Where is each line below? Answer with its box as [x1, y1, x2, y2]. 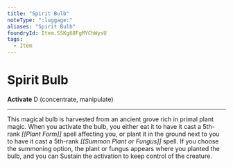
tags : [7, 36, 23, 43]
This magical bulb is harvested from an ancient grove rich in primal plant [7, 115, 214, 123]
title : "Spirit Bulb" [7, 10, 70, 17]
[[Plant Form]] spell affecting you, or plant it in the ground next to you [21, 130, 220, 138]
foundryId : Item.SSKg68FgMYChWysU [7, 29, 107, 37]
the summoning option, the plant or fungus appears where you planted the [7, 144, 220, 152]
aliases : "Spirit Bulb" [7, 23, 76, 30]
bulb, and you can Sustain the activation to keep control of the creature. [7, 152, 213, 160]
